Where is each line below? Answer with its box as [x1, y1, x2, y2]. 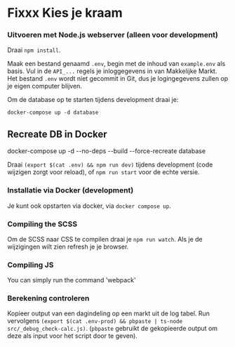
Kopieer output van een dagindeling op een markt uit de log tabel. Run [7, 309, 210, 317]
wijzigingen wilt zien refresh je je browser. [7, 242, 129, 251]
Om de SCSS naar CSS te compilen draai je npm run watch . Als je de [7, 235, 203, 243]
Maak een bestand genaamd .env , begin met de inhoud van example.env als [7, 60, 226, 68]
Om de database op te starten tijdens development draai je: [7, 96, 179, 104]
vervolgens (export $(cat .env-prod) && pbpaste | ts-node [7, 317, 183, 325]
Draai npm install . [7, 46, 61, 54]
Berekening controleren [7, 294, 90, 303]
